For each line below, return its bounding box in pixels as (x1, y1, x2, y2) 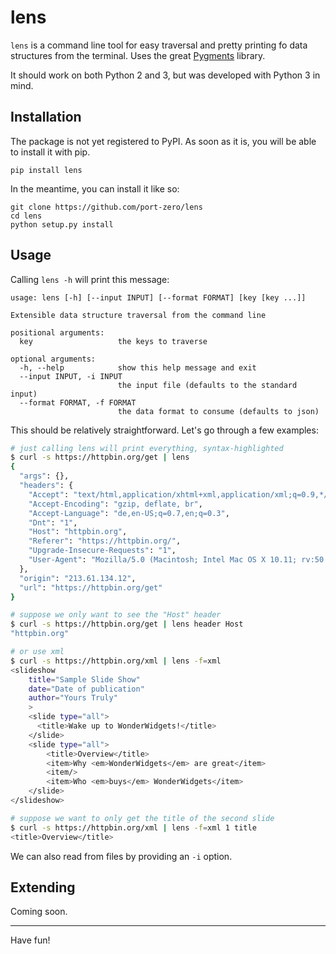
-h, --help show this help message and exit (19, 362, 257, 373)
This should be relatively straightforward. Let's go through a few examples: (10, 424, 319, 436)
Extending (10, 879, 76, 896)
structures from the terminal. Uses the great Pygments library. (10, 49, 266, 61)
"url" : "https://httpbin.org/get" (19, 582, 163, 593)
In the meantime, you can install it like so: (10, 182, 180, 195)
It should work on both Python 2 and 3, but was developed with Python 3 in (10, 69, 321, 81)
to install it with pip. (10, 146, 91, 158)
